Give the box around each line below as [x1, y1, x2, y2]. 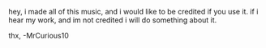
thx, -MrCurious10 [8, 31, 69, 40]
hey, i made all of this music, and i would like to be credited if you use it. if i [8, 7, 259, 16]
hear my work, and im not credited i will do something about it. [8, 15, 217, 25]
